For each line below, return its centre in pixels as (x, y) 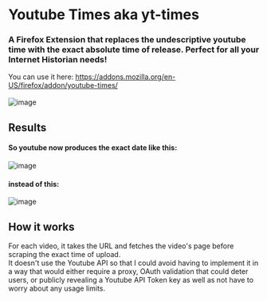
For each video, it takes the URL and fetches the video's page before (121, 246)
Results (27, 127)
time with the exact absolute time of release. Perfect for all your (134, 50)
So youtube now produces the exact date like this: (93, 148)
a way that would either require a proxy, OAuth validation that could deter (128, 271)
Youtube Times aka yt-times (104, 15)
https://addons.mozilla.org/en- (126, 77)
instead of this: (34, 184)
